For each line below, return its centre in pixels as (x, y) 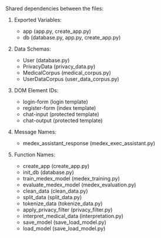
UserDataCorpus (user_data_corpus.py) (71, 79)
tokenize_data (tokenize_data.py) (63, 203)
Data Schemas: (32, 49)
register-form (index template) (59, 108)
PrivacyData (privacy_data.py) (59, 66)
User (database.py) (46, 60)
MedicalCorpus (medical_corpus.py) (67, 73)
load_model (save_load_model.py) (64, 228)
